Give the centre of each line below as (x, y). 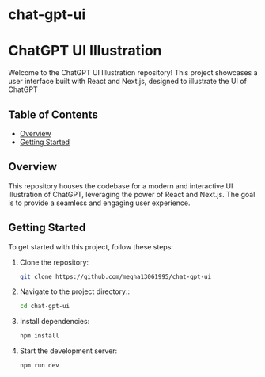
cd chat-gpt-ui (45, 307)
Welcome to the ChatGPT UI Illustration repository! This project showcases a (133, 73)
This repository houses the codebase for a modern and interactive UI (121, 186)
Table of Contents (53, 114)
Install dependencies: (55, 322)
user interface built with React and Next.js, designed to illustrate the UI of (128, 82)
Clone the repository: (54, 262)
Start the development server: (68, 351)
